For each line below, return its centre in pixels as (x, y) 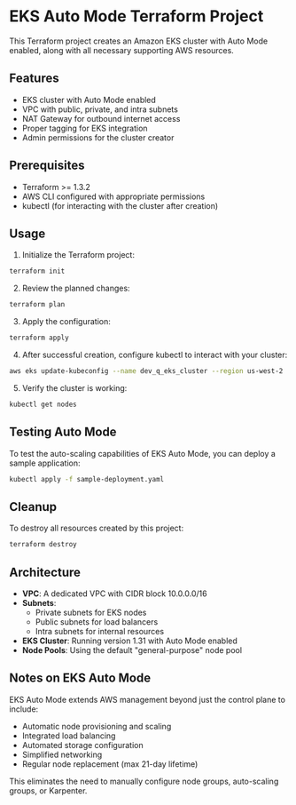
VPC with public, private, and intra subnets (100, 109)
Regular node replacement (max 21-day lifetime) (110, 764)
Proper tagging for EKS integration (85, 128)
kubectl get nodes (43, 404)
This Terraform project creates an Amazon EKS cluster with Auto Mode (139, 41)
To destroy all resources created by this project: (97, 528)
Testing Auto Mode (63, 432)
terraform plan (37, 305)
